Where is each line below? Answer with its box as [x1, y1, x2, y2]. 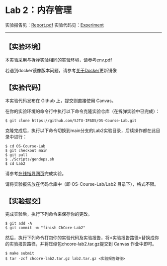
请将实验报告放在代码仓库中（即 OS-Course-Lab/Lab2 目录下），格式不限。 [5, 181, 159, 187]
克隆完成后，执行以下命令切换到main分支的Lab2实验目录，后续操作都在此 [5, 128, 156, 133]
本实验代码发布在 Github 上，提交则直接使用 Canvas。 [5, 98, 116, 104]
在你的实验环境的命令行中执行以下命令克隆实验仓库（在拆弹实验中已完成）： [5, 108, 160, 114]
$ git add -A [5, 221, 32, 226]
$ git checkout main [5, 148, 48, 153]
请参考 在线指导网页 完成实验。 [5, 170, 66, 176]
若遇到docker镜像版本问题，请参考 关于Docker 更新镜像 [5, 67, 117, 73]
